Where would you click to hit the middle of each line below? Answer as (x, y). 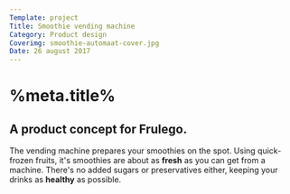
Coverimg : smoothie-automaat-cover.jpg (84, 43)
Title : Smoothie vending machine (72, 26)
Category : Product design (58, 34)
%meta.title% (62, 96)
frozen (22, 161)
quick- (269, 151)
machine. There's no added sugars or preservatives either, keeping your (144, 170)
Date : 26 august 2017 (50, 51)
